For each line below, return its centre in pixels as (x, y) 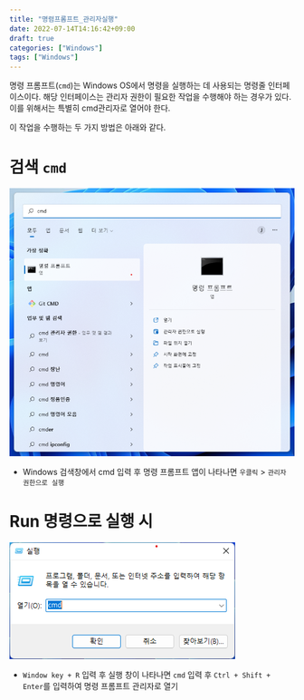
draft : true (32, 38)
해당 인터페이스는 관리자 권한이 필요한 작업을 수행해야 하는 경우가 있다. (167, 97)
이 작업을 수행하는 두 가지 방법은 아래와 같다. (88, 128)
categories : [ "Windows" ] (56, 48)
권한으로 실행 (43, 482)
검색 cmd (38, 167)
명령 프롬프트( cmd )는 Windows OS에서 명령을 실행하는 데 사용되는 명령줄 (138, 85)
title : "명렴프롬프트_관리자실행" (64, 19)
